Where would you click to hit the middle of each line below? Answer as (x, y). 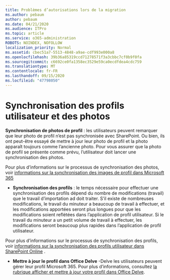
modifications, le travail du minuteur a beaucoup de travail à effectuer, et (89, 204)
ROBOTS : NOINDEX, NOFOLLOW (34, 43)
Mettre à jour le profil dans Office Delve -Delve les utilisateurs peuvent (87, 261)
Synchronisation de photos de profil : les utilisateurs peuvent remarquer (81, 130)
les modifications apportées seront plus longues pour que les (77, 209)
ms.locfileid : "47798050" (32, 81)
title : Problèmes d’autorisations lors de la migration (65, 10)
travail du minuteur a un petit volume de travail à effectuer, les (77, 220)
